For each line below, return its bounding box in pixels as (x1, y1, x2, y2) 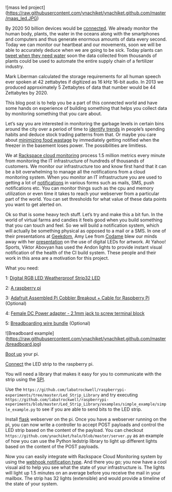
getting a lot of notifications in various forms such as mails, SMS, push (5, 180, 155, 185)
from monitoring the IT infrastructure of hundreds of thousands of (5, 158, 145, 164)
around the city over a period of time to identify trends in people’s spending (5, 126, 165, 132)
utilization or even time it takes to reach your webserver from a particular (5, 191, 160, 197)
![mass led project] (5, 5, 45, 10)
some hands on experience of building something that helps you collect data (5, 105, 167, 111)
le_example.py (5, 407, 36, 412)
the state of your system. (5, 481, 58, 487)
